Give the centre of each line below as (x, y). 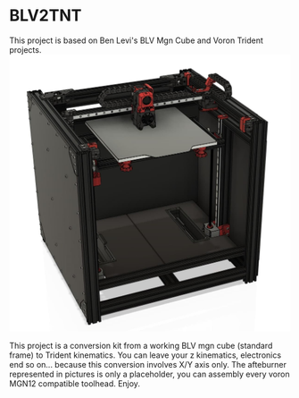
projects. (25, 49)
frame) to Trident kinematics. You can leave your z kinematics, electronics (145, 355)
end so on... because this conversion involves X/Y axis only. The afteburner (148, 364)
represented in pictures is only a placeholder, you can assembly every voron (149, 374)
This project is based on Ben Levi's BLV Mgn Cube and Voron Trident (136, 40)
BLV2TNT (46, 16)
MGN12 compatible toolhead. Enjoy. (75, 383)
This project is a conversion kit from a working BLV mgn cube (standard (141, 345)
